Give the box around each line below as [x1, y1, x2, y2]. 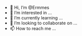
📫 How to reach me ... [9, 26, 56, 31]
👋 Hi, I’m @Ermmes [9, 5, 50, 10]
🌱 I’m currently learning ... [9, 15, 63, 20]
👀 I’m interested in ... [9, 10, 52, 16]
